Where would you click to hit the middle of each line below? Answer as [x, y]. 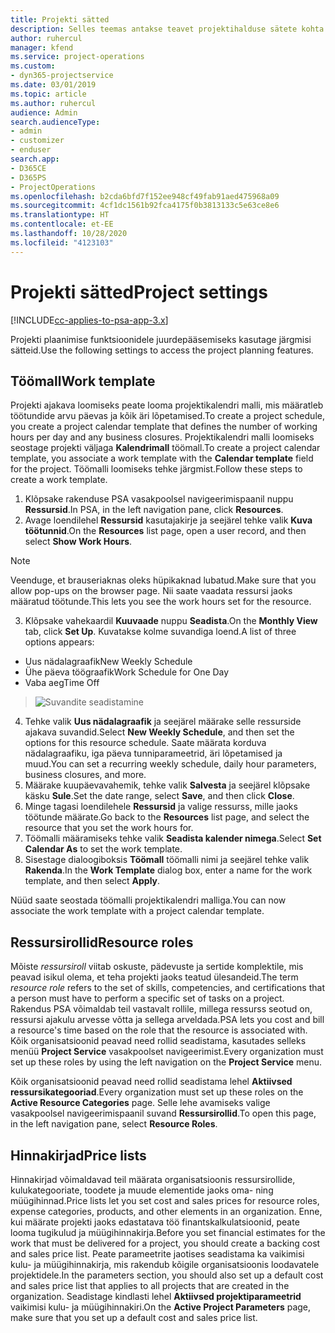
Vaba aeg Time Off [62, 683]
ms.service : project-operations [77, 57]
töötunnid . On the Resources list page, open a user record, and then [165, 531]
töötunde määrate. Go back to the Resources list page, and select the [167, 817]
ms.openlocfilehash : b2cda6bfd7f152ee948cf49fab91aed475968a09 [145, 196]
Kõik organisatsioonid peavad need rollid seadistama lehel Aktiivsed [151, 1082]
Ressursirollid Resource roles [102, 942]
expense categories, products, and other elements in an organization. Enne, [166, 1211]
